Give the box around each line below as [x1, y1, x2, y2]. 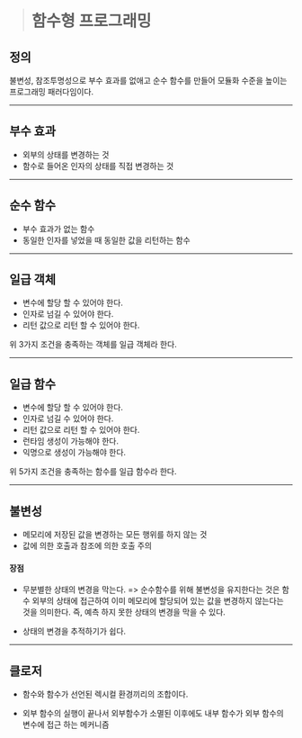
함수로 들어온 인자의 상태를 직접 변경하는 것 [22, 160, 174, 171]
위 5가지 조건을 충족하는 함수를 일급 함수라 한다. [9, 466, 177, 477]
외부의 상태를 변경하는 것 [22, 148, 110, 160]
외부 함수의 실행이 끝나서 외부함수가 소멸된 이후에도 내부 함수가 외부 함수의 [22, 708, 285, 719]
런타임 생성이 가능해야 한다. [22, 436, 120, 446]
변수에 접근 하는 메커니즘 [22, 719, 110, 730]
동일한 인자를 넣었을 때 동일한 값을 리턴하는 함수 [22, 234, 191, 246]
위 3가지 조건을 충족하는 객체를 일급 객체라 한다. [9, 339, 177, 350]
